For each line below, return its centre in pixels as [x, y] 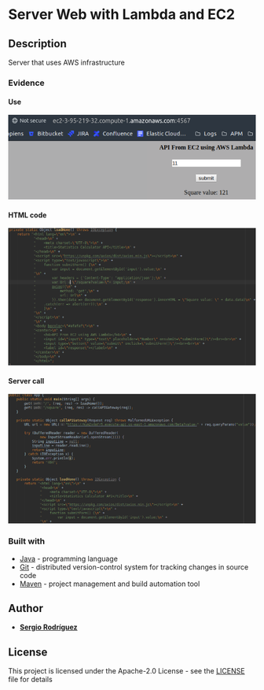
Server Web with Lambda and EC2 [122, 15]
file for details [30, 680]
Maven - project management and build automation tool [110, 584]
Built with [27, 541]
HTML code [27, 215]
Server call [26, 380]
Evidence [26, 83]
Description [37, 44]
